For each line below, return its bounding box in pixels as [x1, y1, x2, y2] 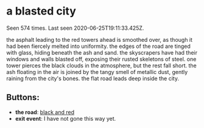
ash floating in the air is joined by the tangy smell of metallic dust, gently [6, 68, 188, 75]
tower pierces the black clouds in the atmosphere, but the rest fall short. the [6, 62, 197, 69]
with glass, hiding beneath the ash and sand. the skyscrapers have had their [6, 49, 198, 56]
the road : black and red [15, 108, 75, 116]
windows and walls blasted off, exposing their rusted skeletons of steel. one [6, 55, 197, 62]
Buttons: [6, 92, 40, 103]
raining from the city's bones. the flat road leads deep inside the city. [6, 75, 180, 82]
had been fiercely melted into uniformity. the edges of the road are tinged [6, 42, 191, 50]
